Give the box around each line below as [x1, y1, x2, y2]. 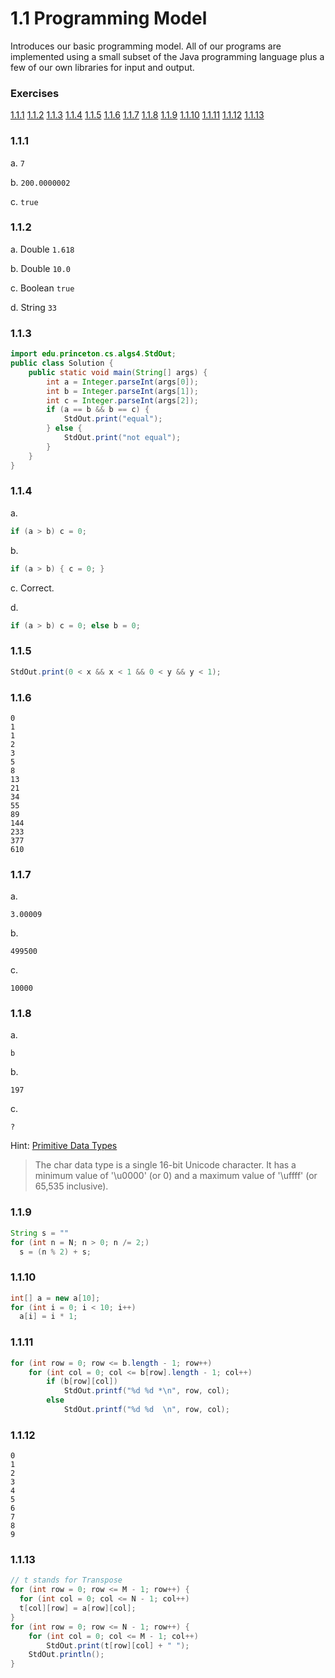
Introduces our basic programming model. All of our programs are [10, 40, 282, 52]
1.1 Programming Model [10, 7, 208, 30]
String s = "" [10, 1228, 70, 1238]
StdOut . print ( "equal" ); [63, 414, 163, 424]
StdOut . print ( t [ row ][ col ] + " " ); [46, 1640, 190, 1651]
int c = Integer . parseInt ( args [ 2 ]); [46, 395, 199, 406]
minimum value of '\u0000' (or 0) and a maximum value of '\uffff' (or [34, 1170, 318, 1182]
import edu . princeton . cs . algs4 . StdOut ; [10, 349, 177, 359]
